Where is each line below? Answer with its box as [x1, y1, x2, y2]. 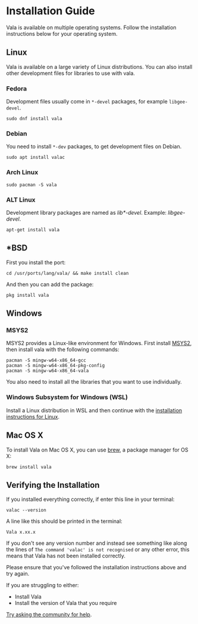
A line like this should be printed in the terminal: [6, 518, 123, 525]
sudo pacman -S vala [6, 181, 58, 188]
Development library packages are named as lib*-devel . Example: [6, 209, 167, 216]
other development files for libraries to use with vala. [6, 70, 136, 77]
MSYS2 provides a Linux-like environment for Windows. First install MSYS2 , [6, 340, 192, 347]
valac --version [6, 507, 46, 513]
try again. [6, 570, 30, 578]
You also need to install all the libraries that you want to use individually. [6, 378, 183, 385]
